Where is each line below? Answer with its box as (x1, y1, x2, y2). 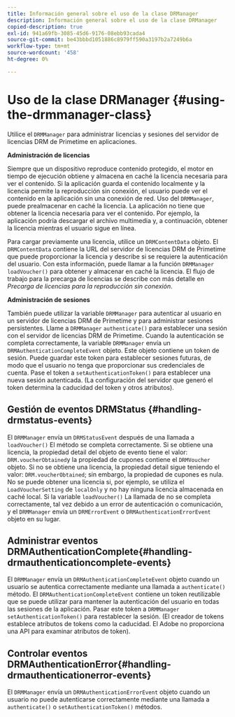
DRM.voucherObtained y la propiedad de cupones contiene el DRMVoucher (7, 455, 211, 463)
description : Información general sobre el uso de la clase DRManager (7, 17, 218, 24)
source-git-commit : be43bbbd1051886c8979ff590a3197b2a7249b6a (7, 36, 192, 43)
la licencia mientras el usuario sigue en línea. (7, 224, 136, 232)
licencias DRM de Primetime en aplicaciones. (7, 137, 137, 145)
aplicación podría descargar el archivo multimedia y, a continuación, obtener (7, 216, 228, 224)
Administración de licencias (7, 151, 90, 159)
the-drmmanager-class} (7, 106, 152, 122)
